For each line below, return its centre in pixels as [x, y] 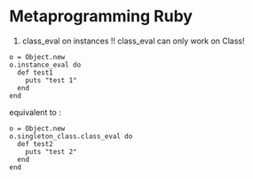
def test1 [35, 73]
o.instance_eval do [45, 65]
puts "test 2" [51, 152]
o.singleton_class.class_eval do [71, 136]
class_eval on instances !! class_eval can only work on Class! [134, 41]
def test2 [35, 144]
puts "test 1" [51, 80]
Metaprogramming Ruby [101, 16]
